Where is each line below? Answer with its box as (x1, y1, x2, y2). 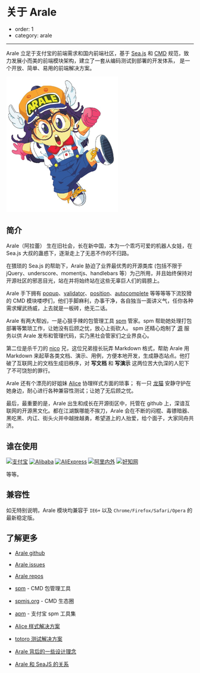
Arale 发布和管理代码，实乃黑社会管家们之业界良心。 (23, 332, 153, 339)
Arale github (14, 549, 45, 556)
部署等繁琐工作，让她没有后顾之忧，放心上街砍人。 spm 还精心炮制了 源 (6, 325, 183, 332)
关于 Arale (6, 5, 57, 19)
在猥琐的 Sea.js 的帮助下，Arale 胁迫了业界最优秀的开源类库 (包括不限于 (6, 262, 183, 269)
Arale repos (14, 572, 43, 580)
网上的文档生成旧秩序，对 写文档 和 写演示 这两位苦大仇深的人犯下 (26, 360, 189, 367)
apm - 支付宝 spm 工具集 (14, 610, 76, 617)
